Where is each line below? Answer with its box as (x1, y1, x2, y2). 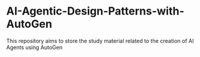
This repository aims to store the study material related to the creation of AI (6, 37, 194, 44)
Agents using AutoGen (6, 44, 62, 51)
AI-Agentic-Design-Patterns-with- (6, 4, 185, 18)
